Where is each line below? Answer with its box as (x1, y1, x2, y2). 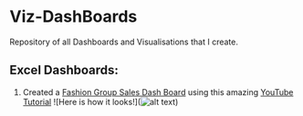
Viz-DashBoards (9, 6, 138, 27)
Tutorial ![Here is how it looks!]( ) (22, 96, 179, 107)
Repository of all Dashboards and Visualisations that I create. (9, 36, 239, 47)
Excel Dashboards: (9, 63, 119, 78)
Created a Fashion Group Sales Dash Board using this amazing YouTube (22, 86, 294, 97)
